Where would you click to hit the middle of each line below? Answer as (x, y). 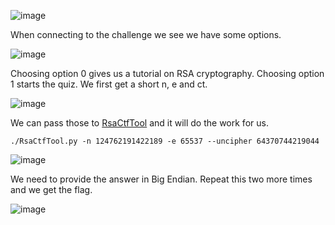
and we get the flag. (51, 189)
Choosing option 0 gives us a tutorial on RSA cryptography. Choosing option (167, 73)
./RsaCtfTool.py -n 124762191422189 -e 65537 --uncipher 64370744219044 (165, 141)
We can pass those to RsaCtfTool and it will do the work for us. (139, 123)
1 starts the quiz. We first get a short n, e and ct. (109, 84)
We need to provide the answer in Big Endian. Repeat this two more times (161, 179)
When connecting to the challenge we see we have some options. (146, 34)
